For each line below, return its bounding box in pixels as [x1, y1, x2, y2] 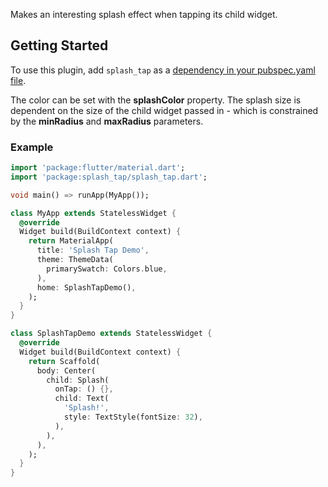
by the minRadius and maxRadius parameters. [10, 115, 204, 127]
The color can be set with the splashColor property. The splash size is [10, 94, 302, 106]
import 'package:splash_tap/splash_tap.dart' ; [10, 172, 208, 182]
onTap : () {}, [54, 384, 114, 394]
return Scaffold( [28, 356, 101, 366]
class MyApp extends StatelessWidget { [10, 208, 177, 218]
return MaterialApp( [28, 236, 114, 246]
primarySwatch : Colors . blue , [46, 264, 168, 274]
